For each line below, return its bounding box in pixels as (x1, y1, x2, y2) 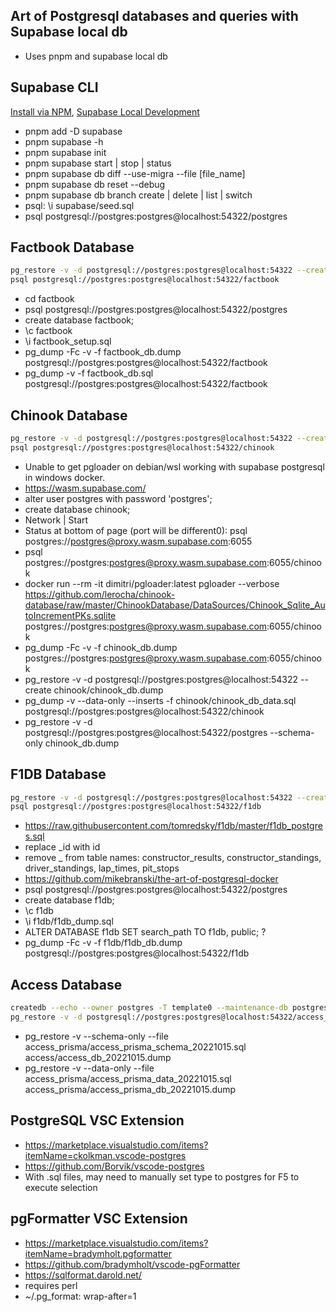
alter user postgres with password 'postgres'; (24, 492, 213, 504)
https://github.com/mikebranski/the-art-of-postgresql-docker (24, 873, 279, 885)
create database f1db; (24, 894, 115, 906)
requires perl (24, 1279, 78, 1291)
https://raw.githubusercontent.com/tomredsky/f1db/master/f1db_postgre (24, 820, 323, 832)
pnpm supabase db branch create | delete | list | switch (24, 189, 253, 201)
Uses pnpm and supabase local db (24, 50, 168, 62)
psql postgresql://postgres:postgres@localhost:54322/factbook (10, 275, 280, 285)
